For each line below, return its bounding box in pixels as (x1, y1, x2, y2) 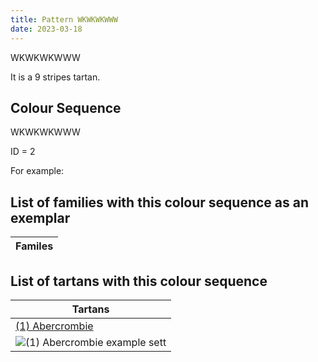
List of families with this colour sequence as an (10, 194, 309, 211)
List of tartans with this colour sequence (10, 272, 268, 290)
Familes (15, 239, 54, 253)
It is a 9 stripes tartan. (10, 71, 101, 83)
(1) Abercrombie (15, 319, 94, 333)
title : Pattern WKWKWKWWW (10, 14, 118, 25)
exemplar (10, 209, 71, 226)
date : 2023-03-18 (10, 24, 83, 34)
